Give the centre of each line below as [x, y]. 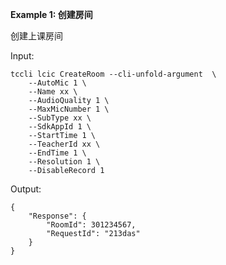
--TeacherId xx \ [64, 144]
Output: [26, 189]
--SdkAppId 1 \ [60, 127]
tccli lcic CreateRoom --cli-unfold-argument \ [113, 74]
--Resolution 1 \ [64, 162]
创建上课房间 [36, 36]
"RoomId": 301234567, [91, 225]
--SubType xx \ [60, 118]
